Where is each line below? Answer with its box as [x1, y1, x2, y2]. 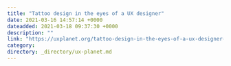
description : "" [7, 29, 54, 36]
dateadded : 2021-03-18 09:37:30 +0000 [7, 23, 118, 30]
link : [7, 36, 23, 43]
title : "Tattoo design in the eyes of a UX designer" [7, 10, 165, 17]
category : [7, 42, 36, 49]
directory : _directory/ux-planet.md [7, 49, 112, 56]
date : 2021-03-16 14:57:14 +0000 [7, 16, 103, 23]
